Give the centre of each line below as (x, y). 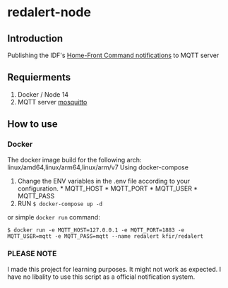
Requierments (39, 77)
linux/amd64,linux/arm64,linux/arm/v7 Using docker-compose (98, 167)
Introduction (35, 38)
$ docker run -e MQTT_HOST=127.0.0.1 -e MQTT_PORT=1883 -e (96, 230)
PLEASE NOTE (32, 253)
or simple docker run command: (54, 217)
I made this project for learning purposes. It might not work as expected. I (114, 269)
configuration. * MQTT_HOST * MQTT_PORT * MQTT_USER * (108, 188)
